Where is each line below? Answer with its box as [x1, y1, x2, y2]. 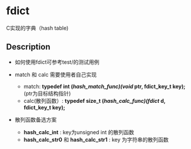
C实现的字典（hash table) [6, 24, 69, 31]
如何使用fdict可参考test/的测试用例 [14, 58, 100, 66]
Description [6, 42, 50, 52]
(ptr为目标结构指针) [23, 90, 71, 97]
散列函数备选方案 [14, 116, 57, 123]
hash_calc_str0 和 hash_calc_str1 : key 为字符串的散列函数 [23, 136, 169, 143]
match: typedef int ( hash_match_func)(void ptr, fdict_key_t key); [23, 83, 186, 90]
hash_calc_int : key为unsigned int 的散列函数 [23, 128, 135, 135]
